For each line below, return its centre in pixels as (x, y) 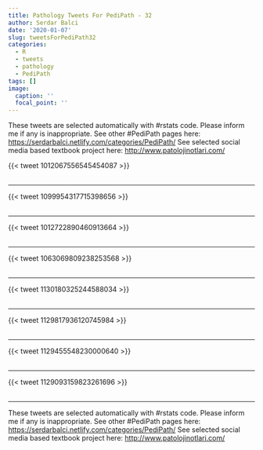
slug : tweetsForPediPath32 (52, 37)
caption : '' (35, 96)
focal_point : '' (41, 103)
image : (19, 88)
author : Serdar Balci (43, 23)
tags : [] (22, 81)
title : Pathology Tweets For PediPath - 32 (80, 15)
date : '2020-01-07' (40, 30)
